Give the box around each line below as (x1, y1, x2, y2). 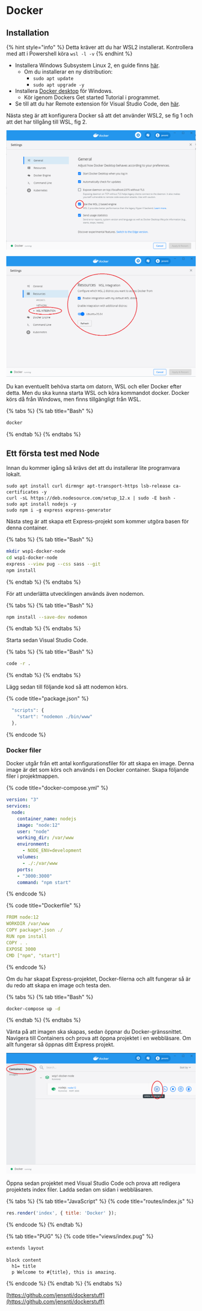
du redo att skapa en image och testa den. (6, 981, 111, 989)
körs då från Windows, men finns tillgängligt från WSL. (6, 396, 141, 403)
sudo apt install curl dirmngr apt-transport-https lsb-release (6, 483, 171, 489)
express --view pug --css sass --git (6, 561, 101, 567)
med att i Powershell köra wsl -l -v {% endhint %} (6, 50, 133, 57)
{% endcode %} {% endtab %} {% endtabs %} (6, 1280, 122, 1287)
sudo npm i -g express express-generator (6, 507, 112, 513)
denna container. (6, 524, 48, 531)
